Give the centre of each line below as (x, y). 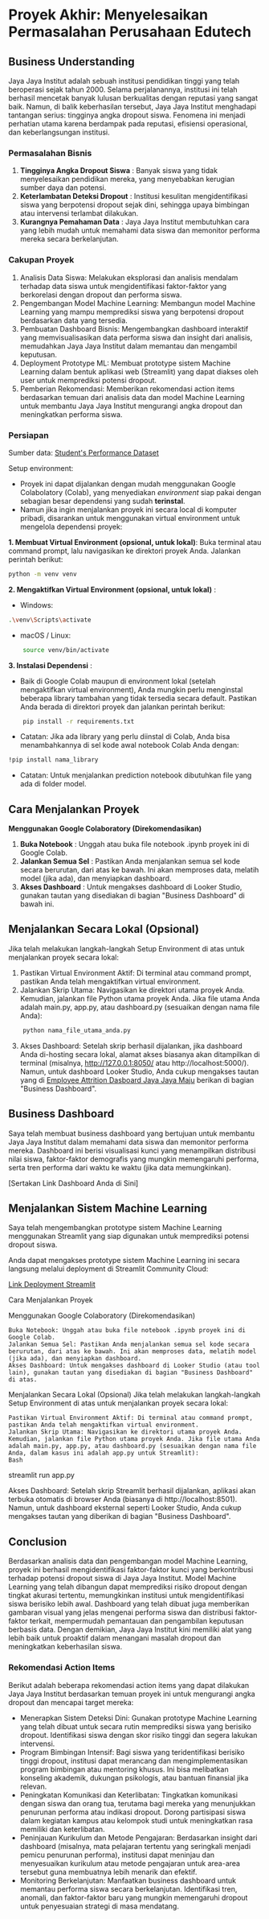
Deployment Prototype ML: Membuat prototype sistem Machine (125, 363)
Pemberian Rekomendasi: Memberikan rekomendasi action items (127, 389)
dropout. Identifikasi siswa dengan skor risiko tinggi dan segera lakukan (139, 1735)
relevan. (33, 1786)
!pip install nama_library (53, 760)
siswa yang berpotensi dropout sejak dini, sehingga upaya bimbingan (135, 205)
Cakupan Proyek (41, 260)
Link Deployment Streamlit (52, 1285)
